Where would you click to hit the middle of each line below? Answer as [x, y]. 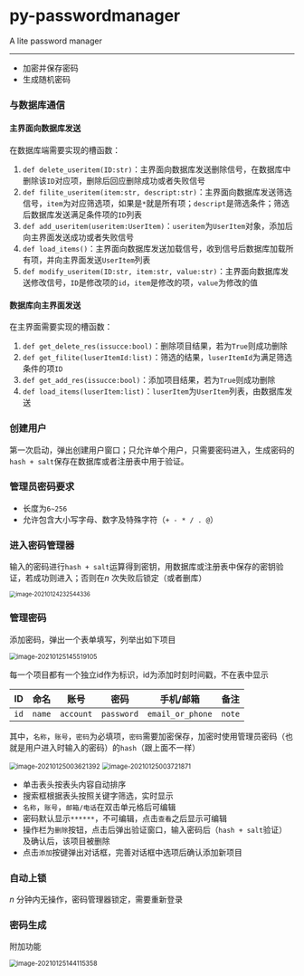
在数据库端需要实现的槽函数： [65, 150]
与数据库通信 [38, 105]
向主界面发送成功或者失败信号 [78, 237]
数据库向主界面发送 [45, 305]
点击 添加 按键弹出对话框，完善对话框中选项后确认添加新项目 [132, 852]
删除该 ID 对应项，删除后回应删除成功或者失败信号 [114, 181]
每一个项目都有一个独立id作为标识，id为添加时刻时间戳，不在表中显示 [139, 675]
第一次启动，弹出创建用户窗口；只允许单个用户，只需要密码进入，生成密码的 [152, 450]
